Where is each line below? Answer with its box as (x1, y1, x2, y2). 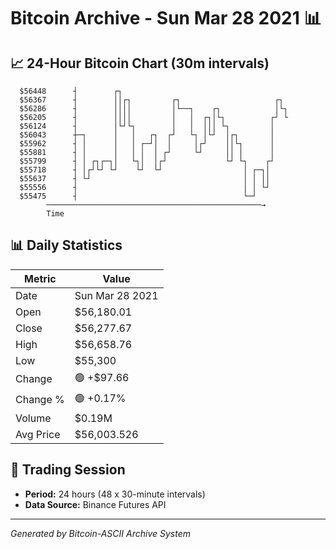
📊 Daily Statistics (10, 237, 123, 254)
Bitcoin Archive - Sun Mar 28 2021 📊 (10, 7, 322, 30)
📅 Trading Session (10, 461, 126, 479)
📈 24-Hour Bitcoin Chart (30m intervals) (10, 55, 270, 72)
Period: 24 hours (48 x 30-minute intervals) (24, 488, 206, 500)
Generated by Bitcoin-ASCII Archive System (10, 527, 191, 539)
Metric (24, 271, 57, 285)
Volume (15, 411, 52, 425)
